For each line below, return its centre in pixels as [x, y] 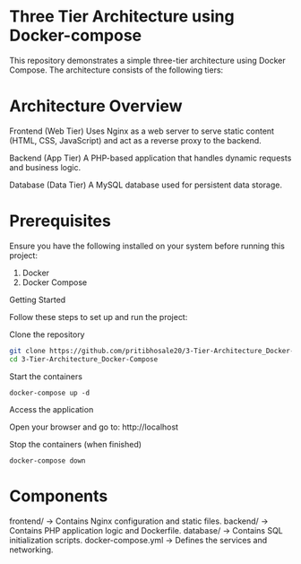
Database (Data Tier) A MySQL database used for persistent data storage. [146, 185]
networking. [31, 550]
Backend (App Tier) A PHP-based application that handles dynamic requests [150, 158]
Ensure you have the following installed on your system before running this [147, 246]
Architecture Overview [96, 106]
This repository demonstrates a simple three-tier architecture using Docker [148, 60]
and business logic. [45, 167]
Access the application [52, 409]
